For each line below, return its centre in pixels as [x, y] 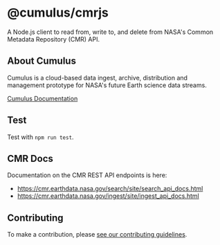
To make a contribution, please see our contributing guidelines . [97, 235]
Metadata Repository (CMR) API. [54, 39]
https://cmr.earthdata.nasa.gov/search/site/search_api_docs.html [110, 189]
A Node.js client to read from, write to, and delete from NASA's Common [110, 32]
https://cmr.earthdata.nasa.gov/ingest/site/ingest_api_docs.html [108, 196]
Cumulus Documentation [43, 98]
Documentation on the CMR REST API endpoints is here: [87, 175]
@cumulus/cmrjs [58, 13]
